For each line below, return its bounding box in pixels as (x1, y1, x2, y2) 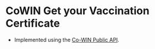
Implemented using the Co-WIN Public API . (14, 36, 119, 43)
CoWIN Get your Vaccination (5, 4, 150, 18)
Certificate (5, 17, 60, 30)
